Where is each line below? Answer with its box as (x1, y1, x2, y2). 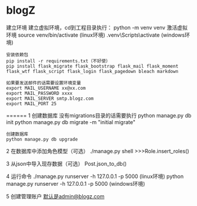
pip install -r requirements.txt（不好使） (6, 58, 111, 64)
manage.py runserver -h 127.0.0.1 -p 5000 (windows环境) (6, 180, 146, 187)
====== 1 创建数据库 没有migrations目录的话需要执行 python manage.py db (6, 112, 192, 119)
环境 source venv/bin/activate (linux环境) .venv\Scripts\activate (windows (6, 31, 185, 39)
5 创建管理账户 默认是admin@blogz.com (6, 192, 105, 199)
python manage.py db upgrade (6, 136, 78, 142)
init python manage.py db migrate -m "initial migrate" (6, 118, 136, 125)
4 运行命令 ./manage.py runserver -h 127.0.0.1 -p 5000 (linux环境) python (6, 173, 184, 180)
